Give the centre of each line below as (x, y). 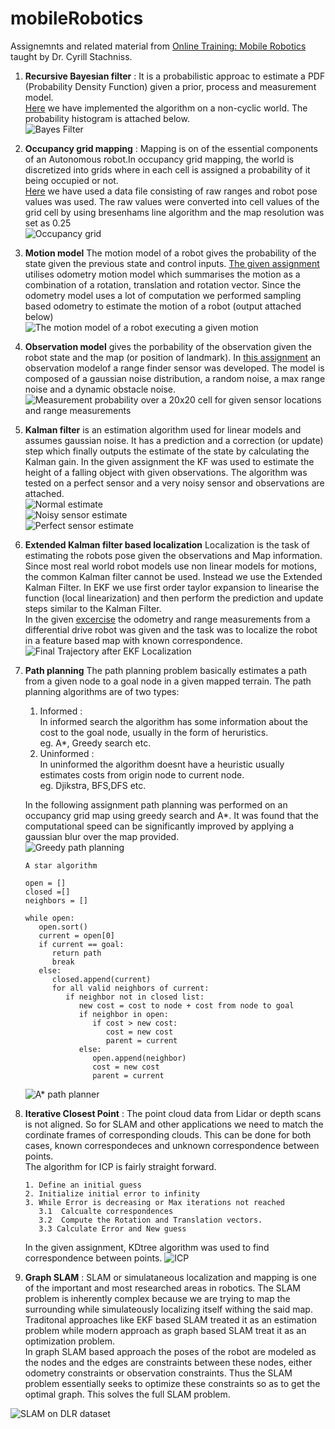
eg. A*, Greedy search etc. (95, 743)
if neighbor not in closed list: (135, 997)
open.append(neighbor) (139, 1058)
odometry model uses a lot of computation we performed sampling (163, 295)
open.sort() (63, 927)
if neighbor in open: (123, 1014)
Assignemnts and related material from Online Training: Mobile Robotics (158, 46)
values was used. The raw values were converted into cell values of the (172, 201)
